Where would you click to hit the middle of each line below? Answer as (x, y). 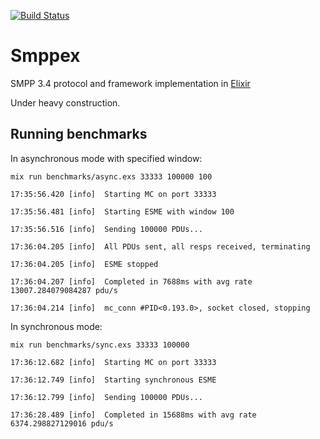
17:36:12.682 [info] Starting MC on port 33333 (113, 362)
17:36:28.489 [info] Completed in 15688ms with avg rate (133, 415)
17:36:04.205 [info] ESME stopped (84, 264)
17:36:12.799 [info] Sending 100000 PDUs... (106, 397)
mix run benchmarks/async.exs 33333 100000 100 (111, 176)
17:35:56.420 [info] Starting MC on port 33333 (113, 194)
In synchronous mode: (56, 326)
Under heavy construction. (65, 102)
